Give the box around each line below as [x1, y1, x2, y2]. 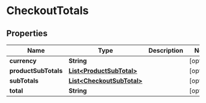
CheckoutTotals [6, 4, 89, 18]
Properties [6, 28, 48, 39]
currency [9, 56, 37, 65]
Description [148, 47, 184, 55]
